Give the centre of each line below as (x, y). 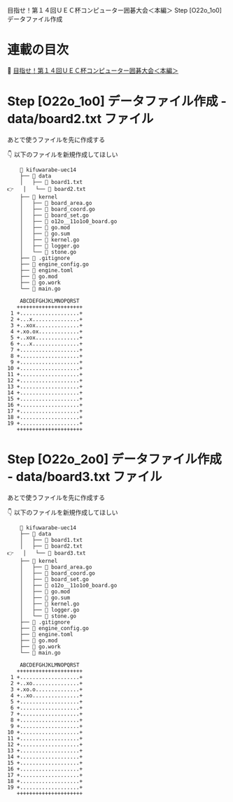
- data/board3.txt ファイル (85, 477)
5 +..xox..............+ (46, 338)
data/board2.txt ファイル (80, 119)
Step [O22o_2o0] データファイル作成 (115, 459)
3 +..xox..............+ (46, 325)
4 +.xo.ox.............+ (46, 331)
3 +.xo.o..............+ (46, 689)
